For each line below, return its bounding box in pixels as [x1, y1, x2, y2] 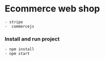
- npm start [5, 51, 30, 56]
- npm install [5, 47, 35, 52]
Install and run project [5, 35, 60, 42]
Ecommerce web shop [5, 3, 100, 14]
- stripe [5, 19, 23, 24]
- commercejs [5, 23, 35, 29]
